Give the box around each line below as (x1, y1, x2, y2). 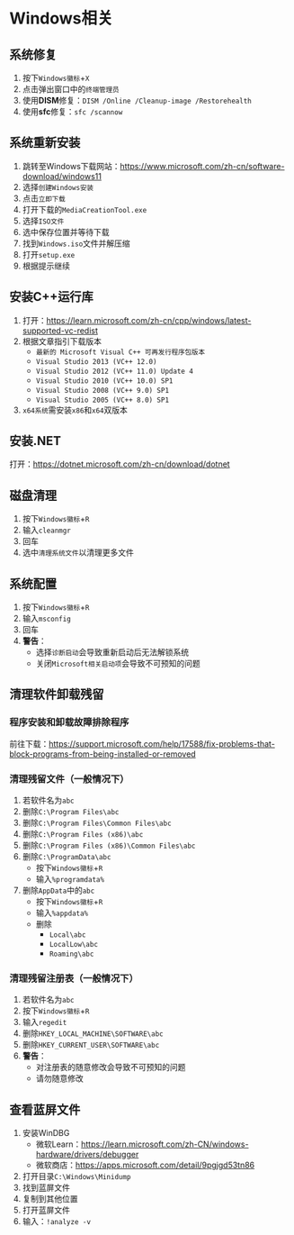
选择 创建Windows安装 (22, 181, 94, 192)
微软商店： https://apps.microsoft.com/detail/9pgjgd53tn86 (35, 1159, 255, 1171)
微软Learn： (35, 1139, 82, 1149)
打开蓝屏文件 (22, 1204, 70, 1216)
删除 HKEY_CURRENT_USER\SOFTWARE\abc (22, 1040, 160, 1050)
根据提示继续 (22, 260, 70, 271)
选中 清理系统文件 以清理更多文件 (22, 547, 135, 558)
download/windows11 (22, 170, 102, 181)
